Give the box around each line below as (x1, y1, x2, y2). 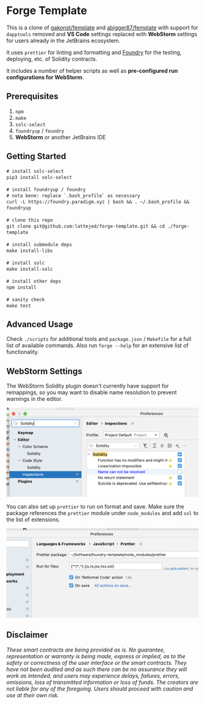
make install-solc (6, 266, 53, 272)
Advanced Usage (6, 319, 73, 329)
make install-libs (6, 248, 53, 254)
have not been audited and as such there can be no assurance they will (6, 665, 187, 673)
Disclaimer (6, 630, 48, 640)
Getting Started (6, 151, 67, 162)
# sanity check (6, 296, 45, 302)
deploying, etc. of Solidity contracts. (6, 55, 98, 62)
